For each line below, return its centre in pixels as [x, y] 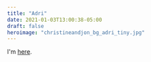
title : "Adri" [27, 13]
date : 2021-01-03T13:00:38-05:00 [55, 20]
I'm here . [19, 52]
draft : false [26, 26]
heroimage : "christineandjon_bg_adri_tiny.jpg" [76, 32]
